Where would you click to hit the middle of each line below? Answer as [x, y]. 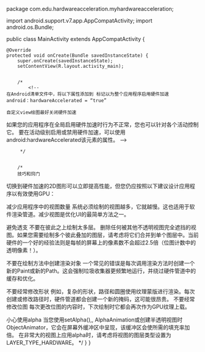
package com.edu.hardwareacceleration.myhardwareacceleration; [90, 9]
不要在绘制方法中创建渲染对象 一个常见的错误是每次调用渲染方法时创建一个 [101, 263]
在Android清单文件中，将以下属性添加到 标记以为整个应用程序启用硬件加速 [88, 94]
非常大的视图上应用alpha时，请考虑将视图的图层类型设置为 [97, 335]
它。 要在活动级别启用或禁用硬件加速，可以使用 [66, 132]
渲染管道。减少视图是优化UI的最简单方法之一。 [70, 214]
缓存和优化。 [22, 278]
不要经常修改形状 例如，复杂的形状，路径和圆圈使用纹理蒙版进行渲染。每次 [101, 291]
